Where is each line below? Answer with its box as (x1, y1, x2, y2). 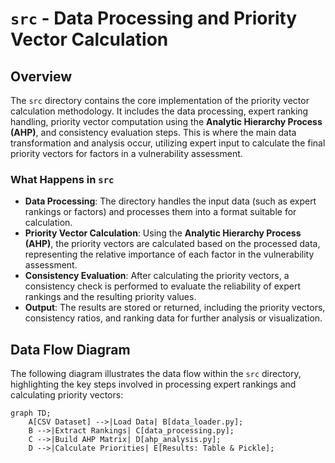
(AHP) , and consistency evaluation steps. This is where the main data (10, 127, 297, 138)
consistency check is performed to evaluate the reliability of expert (24, 280, 302, 292)
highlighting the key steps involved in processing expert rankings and (10, 378, 297, 391)
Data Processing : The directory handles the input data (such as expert (24, 195, 317, 207)
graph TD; (10, 408, 52, 419)
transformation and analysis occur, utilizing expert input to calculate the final (10, 137, 326, 149)
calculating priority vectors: (10, 389, 124, 401)
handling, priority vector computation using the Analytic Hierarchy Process (10, 116, 323, 127)
